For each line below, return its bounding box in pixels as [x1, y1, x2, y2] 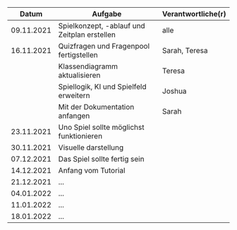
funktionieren [58, 131, 103, 140]
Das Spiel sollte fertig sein [58, 155, 145, 164]
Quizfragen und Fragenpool [58, 42, 150, 51]
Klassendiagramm [58, 61, 119, 71]
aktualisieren [58, 71, 101, 80]
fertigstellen [58, 50, 98, 59]
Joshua [162, 86, 187, 96]
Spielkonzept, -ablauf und [58, 21, 146, 30]
